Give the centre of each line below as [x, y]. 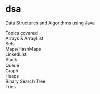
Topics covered [22, 33]
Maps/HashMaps [23, 49]
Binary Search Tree [25, 81]
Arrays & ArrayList [24, 38]
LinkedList [16, 54]
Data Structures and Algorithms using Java [50, 23]
